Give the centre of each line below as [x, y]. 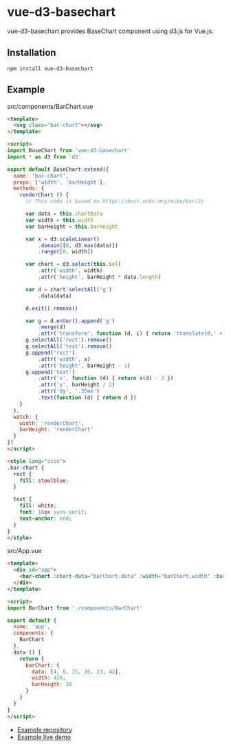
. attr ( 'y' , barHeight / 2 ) [76, 385]
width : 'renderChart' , [52, 423]
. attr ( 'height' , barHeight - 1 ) [84, 366]
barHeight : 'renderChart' [57, 430]
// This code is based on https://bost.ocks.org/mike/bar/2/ [115, 201]
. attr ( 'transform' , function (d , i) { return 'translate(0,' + [130, 334]
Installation [32, 53]
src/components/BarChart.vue [50, 106]
